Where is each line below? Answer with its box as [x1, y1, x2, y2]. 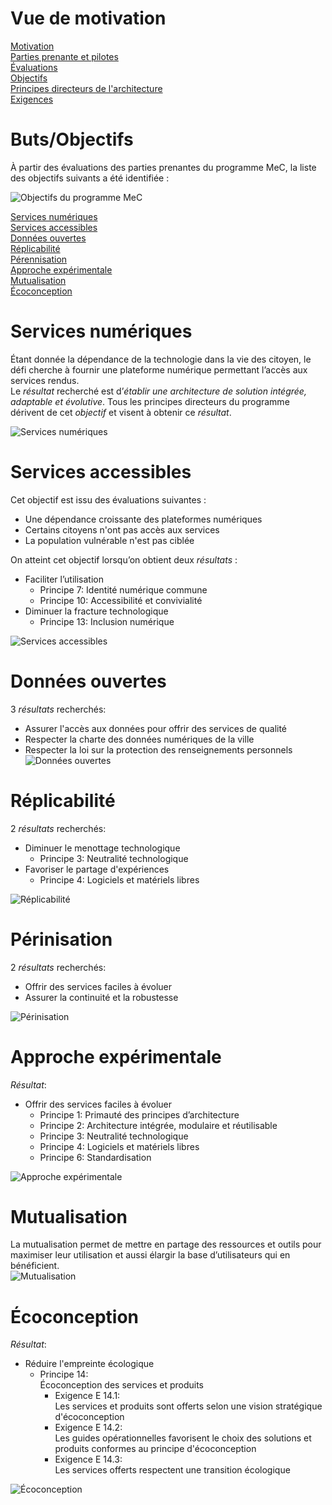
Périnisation [10, 928, 113, 951]
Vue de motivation [10, 7, 167, 30]
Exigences [10, 93, 54, 105]
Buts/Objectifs [10, 128, 134, 151]
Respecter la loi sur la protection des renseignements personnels [24, 743, 293, 756]
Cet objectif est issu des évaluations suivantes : [10, 493, 207, 506]
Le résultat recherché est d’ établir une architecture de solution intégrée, [10, 385, 307, 397]
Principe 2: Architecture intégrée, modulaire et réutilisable [39, 1119, 278, 1131]
